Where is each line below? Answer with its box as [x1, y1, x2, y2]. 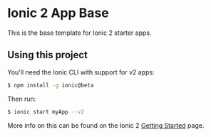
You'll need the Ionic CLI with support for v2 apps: [7, 67, 155, 76]
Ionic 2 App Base [7, 5, 109, 21]
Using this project [7, 49, 88, 61]
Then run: [7, 94, 36, 103]
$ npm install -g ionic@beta [7, 82, 94, 89]
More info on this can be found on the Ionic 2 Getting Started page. [7, 121, 205, 129]
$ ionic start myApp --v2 [7, 108, 84, 115]
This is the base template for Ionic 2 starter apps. [7, 28, 152, 37]
